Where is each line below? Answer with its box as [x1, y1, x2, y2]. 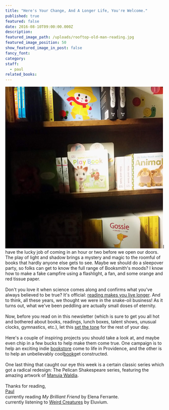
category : [5, 56, 26, 61]
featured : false [5, 19, 39, 24]
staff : [5, 61, 19, 67]
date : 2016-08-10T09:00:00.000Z [5, 24, 73, 29]
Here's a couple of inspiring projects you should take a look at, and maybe [5, 335, 160, 341]
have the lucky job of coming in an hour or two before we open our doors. [5, 249, 159, 255]
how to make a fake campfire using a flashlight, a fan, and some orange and [5, 270, 163, 277]
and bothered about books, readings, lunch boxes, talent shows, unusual [5, 319, 156, 325]
